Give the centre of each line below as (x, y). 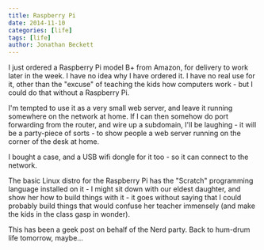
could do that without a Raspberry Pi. (69, 93)
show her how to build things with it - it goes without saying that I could (125, 198)
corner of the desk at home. (54, 142)
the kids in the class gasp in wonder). (69, 214)
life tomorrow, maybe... (46, 238)
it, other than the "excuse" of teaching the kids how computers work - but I (131, 85)
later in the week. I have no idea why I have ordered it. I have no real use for (132, 76)
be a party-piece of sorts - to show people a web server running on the (125, 133)
